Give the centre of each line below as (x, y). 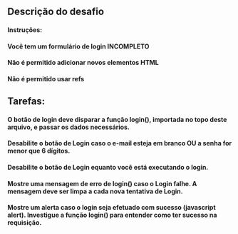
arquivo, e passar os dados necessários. (69, 127)
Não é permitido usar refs (46, 78)
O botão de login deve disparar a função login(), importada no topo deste (117, 119)
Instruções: (25, 30)
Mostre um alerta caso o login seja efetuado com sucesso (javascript (112, 208)
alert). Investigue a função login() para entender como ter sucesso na (112, 215)
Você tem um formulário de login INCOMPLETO (78, 46)
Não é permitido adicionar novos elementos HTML (83, 63)
